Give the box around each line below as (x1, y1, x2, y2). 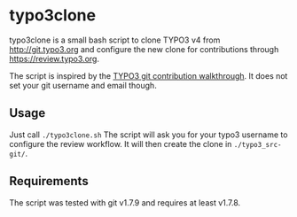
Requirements (9, 174, 89, 189)
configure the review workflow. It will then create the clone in (9, 138, 232, 149)
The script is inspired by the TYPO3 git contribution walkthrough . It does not (9, 70, 288, 81)
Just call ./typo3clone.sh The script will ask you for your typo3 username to (9, 129, 288, 140)
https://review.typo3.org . (9, 53, 100, 64)
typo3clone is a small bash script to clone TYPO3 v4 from (9, 35, 221, 45)
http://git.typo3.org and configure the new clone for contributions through (9, 43, 279, 54)
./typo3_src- (233, 140, 282, 149)
